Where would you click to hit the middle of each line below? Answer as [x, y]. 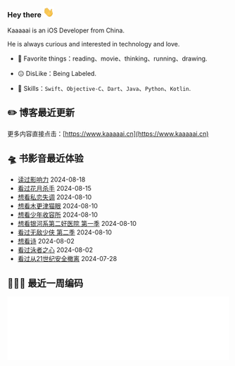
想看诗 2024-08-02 [46, 241]
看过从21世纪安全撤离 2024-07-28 [67, 259]
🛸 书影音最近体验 [45, 158]
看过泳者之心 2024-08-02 [55, 250]
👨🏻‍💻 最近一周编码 [45, 283]
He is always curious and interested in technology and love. [94, 44]
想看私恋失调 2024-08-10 [55, 197]
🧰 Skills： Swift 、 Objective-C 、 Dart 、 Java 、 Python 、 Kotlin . [104, 88]
